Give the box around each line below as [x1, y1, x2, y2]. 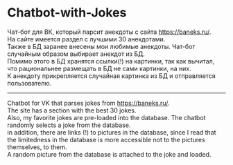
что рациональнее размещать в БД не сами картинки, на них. [7, 64, 192, 72]
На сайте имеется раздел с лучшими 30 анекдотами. [7, 35, 166, 43]
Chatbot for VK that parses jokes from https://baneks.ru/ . [7, 99, 170, 107]
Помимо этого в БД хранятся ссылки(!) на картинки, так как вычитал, [7, 57, 215, 65]
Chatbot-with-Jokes [7, 5, 127, 21]
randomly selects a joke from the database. [7, 121, 131, 129]
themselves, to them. [7, 143, 67, 151]
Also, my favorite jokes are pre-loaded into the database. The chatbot [7, 113, 206, 122]
